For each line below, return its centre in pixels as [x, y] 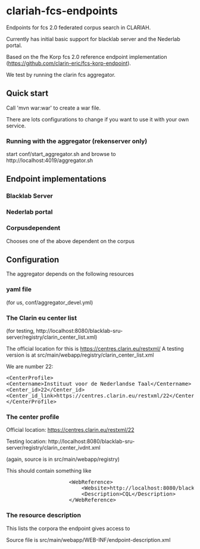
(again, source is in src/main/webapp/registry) [63, 459]
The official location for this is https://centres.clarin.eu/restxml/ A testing [95, 348]
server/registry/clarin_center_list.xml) [52, 337]
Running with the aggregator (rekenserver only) [77, 141]
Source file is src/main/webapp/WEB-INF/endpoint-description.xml [88, 539]
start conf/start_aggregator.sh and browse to [61, 154]
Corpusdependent [33, 228]
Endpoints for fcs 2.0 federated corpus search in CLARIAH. [79, 27]
